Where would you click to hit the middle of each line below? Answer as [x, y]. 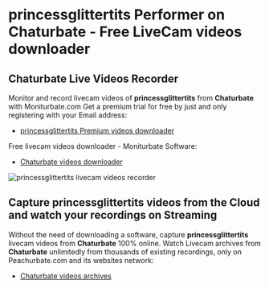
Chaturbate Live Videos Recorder [94, 78]
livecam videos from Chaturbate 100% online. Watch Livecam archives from [134, 243]
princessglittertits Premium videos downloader [97, 131]
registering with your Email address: [68, 115]
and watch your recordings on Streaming [113, 215]
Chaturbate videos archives [66, 276]
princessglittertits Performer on [117, 15]
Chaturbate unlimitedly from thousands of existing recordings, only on [125, 252]
